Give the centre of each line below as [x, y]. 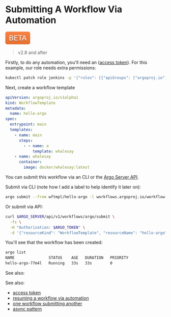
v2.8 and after [32, 52]
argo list [16, 253]
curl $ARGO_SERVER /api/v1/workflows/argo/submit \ [60, 217]
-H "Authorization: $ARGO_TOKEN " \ [48, 227]
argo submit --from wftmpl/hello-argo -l [50, 197]
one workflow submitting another [47, 304]
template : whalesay [53, 151]
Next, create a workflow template [40, 87]
